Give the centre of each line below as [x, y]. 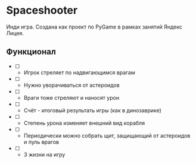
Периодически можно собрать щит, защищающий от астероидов [107, 135]
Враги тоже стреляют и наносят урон [71, 97]
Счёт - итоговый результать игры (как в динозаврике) [93, 110]
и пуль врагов [41, 142]
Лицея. [15, 33]
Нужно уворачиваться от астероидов [72, 85]
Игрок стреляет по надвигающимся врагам [79, 72]
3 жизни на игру [44, 154]
